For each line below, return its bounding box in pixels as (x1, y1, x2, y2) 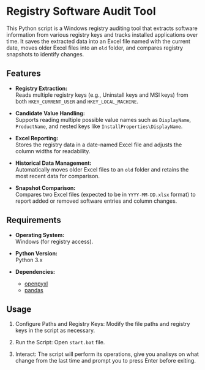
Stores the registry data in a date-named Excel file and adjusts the (15, 141, 182, 148)
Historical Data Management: (15, 159, 92, 167)
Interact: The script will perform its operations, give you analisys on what (15, 350, 199, 358)
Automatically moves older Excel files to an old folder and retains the (15, 165, 189, 173)
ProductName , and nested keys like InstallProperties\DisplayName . (15, 123, 183, 130)
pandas (24, 286, 44, 293)
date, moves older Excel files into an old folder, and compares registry (6, 44, 184, 51)
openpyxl (24, 280, 48, 287)
